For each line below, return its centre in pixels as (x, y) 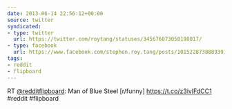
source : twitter (30, 20)
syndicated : (24, 26)
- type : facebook (32, 46)
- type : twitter (30, 33)
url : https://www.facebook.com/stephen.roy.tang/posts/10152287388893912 (122, 52)
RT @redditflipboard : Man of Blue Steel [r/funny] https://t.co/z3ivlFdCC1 (109, 91)
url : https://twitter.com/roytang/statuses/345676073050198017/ (108, 39)
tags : (15, 59)
